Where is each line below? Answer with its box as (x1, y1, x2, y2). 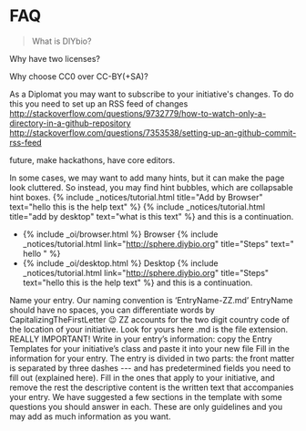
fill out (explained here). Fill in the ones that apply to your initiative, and (9, 372, 275, 383)
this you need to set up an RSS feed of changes (9, 97, 189, 109)
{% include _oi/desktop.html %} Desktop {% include (22, 257, 219, 269)
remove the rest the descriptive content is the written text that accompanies (9, 382, 294, 393)
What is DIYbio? (31, 36, 92, 46)
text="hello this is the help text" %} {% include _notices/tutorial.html (9, 201, 266, 212)
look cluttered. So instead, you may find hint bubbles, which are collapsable (9, 181, 293, 192)
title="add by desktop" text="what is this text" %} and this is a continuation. (9, 210, 294, 221)
